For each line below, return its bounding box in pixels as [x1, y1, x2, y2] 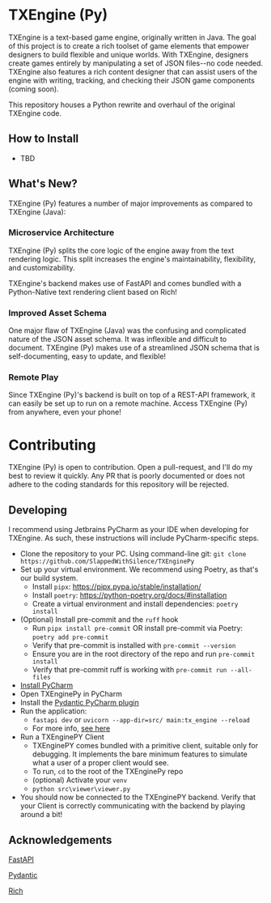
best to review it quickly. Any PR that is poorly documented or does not [8, 471, 245, 481]
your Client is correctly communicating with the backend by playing [19, 801, 245, 811]
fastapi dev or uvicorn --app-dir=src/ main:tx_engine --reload [32, 715, 251, 725]
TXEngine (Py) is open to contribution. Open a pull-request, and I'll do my [8, 462, 253, 472]
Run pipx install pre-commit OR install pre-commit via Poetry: [32, 624, 243, 633]
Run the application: [19, 706, 87, 716]
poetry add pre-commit [32, 633, 109, 641]
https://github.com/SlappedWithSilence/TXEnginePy [19, 557, 195, 566]
